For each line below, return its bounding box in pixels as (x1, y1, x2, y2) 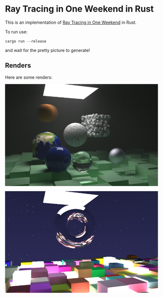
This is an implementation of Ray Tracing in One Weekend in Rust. (5, 19, 137, 25)
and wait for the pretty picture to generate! (5, 47, 90, 53)
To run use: (5, 29, 28, 34)
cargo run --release (5, 39, 47, 44)
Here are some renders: (5, 74, 52, 80)
